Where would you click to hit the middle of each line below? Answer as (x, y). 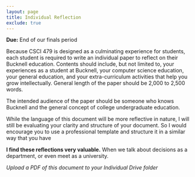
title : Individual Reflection (44, 17)
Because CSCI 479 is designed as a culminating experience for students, (96, 51)
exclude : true (24, 23)
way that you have (29, 138)
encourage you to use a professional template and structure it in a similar (96, 132)
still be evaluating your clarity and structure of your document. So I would (96, 126)
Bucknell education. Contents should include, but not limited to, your (90, 64)
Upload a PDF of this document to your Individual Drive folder (82, 167)
